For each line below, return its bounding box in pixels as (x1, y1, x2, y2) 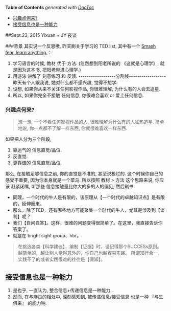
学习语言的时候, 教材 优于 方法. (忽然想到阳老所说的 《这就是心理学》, (12, 60, 159, 66)
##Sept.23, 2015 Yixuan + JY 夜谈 (5, 32, 77, 38)
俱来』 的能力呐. (12, 300, 47, 306)
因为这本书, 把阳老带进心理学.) (17, 66, 81, 73)
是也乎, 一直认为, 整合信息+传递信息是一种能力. (12, 287, 112, 294)
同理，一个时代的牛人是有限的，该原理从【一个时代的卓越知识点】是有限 (12, 194, 165, 201)
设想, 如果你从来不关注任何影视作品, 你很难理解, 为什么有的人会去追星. (12, 86, 161, 92)
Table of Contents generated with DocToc (5, 5, 94, 10)
